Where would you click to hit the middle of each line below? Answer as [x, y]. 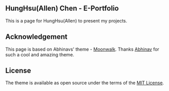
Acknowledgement [36, 37]
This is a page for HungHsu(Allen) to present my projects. [66, 20]
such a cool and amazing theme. [40, 54]
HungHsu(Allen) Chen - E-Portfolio [62, 8]
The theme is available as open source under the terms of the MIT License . [85, 83]
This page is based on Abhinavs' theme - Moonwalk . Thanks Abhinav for [82, 49]
